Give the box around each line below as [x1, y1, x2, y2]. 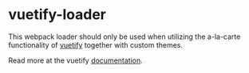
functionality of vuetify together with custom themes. [8, 40, 184, 49]
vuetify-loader [8, 6, 106, 24]
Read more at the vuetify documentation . [8, 56, 144, 65]
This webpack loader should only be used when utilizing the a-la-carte [8, 32, 241, 41]
